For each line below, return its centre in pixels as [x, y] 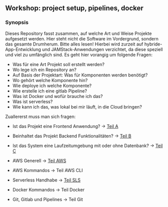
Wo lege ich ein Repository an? [44, 69]
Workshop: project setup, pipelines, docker [74, 8]
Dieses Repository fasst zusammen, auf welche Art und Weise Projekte [78, 33]
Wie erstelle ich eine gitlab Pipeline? [50, 91]
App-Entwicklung [23, 49]
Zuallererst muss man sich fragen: [41, 116]
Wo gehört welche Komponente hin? [50, 80]
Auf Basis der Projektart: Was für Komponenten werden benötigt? [80, 75]
